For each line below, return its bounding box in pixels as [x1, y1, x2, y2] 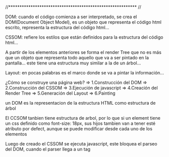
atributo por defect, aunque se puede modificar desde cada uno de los [5, 126, 153, 131]
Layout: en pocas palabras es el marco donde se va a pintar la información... [5, 70, 164, 75]
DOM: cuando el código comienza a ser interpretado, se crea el [5, 14, 137, 20]
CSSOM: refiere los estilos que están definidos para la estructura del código [5, 34, 163, 40]
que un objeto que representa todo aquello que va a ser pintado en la [5, 55, 149, 60]
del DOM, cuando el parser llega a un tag [5, 146, 91, 152]
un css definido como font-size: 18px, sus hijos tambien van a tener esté [5, 120, 155, 126]
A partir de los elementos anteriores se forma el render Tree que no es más [5, 49, 161, 55]
